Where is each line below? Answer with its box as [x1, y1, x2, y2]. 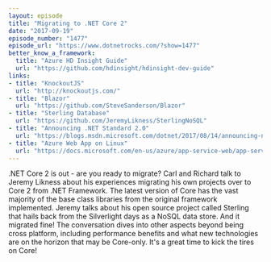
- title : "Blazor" [8, 94, 70, 102]
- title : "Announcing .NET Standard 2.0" [8, 124, 150, 132]
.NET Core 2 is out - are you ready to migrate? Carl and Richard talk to [8, 168, 242, 178]
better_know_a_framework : [8, 49, 95, 57]
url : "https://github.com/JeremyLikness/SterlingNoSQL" [15, 117, 207, 125]
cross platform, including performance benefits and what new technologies [8, 229, 259, 239]
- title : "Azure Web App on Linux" [8, 139, 128, 148]
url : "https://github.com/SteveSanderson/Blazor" [15, 102, 186, 110]
